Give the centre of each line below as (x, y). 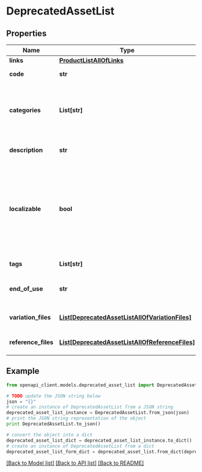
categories (25, 110)
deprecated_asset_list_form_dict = (51, 452)
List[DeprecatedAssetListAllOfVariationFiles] (125, 317)
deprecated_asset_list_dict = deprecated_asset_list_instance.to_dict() (99, 440)
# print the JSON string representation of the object (76, 418)
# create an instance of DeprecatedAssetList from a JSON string (90, 407)
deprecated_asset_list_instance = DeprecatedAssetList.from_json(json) (98, 413)
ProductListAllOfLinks (91, 60)
